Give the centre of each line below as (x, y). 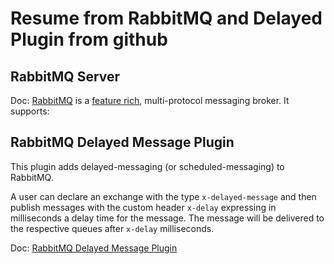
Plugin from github (89, 39)
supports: (30, 111)
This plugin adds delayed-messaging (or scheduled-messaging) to (147, 166)
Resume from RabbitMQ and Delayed (166, 18)
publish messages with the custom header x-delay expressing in (143, 207)
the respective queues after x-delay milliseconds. (112, 228)
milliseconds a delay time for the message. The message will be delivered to (167, 218)
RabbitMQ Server (65, 76)
